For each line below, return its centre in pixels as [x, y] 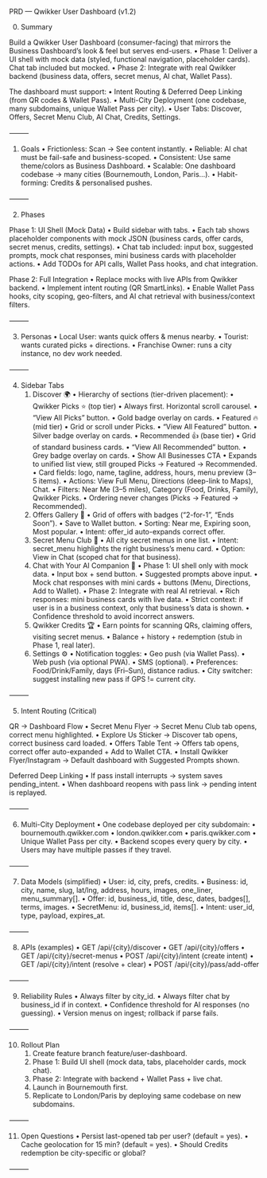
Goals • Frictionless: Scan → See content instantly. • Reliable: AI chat [134, 149]
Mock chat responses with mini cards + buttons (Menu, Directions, [141, 582]
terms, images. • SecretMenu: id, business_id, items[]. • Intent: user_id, [137, 907]
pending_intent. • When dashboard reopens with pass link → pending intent [133, 784]
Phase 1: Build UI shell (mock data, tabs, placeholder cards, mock [139, 1062]
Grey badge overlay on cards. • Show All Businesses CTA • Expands [145, 456]
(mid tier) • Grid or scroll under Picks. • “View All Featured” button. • [145, 427]
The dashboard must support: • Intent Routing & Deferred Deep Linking [126, 92]
